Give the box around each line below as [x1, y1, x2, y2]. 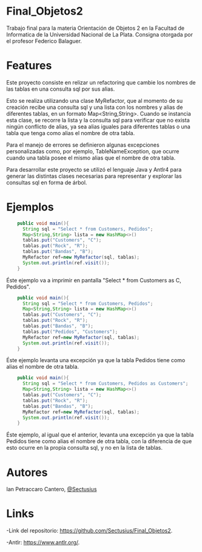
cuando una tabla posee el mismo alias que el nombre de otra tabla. [6, 154, 176, 161]
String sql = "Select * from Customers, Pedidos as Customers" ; [22, 380, 189, 387]
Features [6, 59, 52, 72]
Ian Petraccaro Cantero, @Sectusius [6, 486, 97, 493]
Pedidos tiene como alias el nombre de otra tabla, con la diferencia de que [6, 438, 192, 445]
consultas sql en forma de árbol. [6, 178, 87, 186]
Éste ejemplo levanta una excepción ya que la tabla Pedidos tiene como [6, 357, 186, 364]
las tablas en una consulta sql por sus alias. [6, 85, 115, 93]
